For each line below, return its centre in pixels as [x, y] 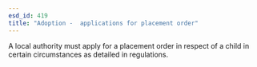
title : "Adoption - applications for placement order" [103, 23]
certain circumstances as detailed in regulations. [88, 54]
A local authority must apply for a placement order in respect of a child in [129, 45]
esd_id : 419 [28, 16]
